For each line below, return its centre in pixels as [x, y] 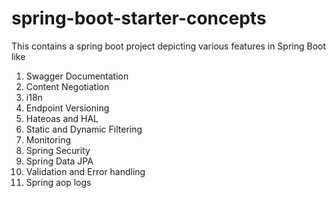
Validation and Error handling [85, 171]
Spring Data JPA [59, 161]
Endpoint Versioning [67, 108]
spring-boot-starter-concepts [139, 18]
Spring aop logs [58, 182]
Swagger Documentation [77, 76]
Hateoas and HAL [62, 118]
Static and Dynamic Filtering [84, 129]
